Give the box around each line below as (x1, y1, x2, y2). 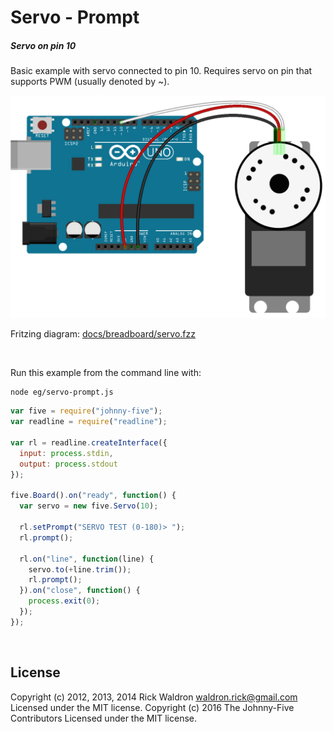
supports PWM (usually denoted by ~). (10, 76, 170, 88)
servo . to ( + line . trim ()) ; (28, 564, 132, 575)
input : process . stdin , (19, 448, 114, 458)
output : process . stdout (19, 459, 118, 469)
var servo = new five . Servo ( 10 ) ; (19, 501, 159, 511)
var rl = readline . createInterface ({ (10, 438, 168, 448)
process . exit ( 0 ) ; (28, 596, 101, 606)
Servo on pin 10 (10, 39, 77, 51)
